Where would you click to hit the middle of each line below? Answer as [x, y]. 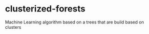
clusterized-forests [45, 9]
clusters [13, 27]
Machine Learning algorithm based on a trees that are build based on [74, 22]
